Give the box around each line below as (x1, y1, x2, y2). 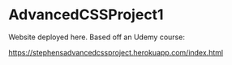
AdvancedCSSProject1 (8, 6, 164, 24)
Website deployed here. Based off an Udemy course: (8, 32, 185, 42)
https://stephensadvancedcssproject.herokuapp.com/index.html (8, 47, 224, 57)
